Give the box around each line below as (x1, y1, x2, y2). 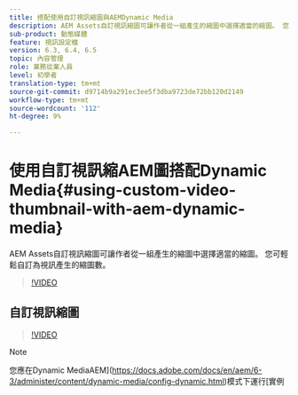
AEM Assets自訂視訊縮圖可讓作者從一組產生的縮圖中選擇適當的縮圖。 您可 (9, 249, 281, 259)
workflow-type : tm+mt (9, 95, 90, 105)
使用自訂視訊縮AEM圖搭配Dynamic (9, 161, 268, 181)
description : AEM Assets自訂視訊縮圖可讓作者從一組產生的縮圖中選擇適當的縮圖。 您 (9, 21, 290, 30)
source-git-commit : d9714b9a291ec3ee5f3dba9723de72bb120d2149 (9, 87, 244, 96)
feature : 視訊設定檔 (9, 37, 78, 47)
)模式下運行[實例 (223, 375, 285, 386)
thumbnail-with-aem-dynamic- (9, 199, 246, 219)
